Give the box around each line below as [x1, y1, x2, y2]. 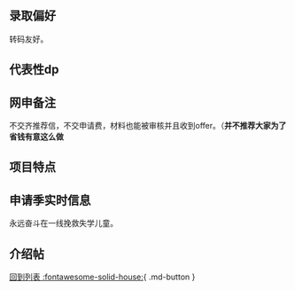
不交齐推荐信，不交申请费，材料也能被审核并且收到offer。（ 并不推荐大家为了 [9, 121, 287, 131]
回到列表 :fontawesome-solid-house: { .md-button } [9, 271, 196, 282]
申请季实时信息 [9, 192, 91, 208]
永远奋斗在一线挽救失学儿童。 [9, 218, 118, 229]
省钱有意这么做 [9, 131, 64, 142]
